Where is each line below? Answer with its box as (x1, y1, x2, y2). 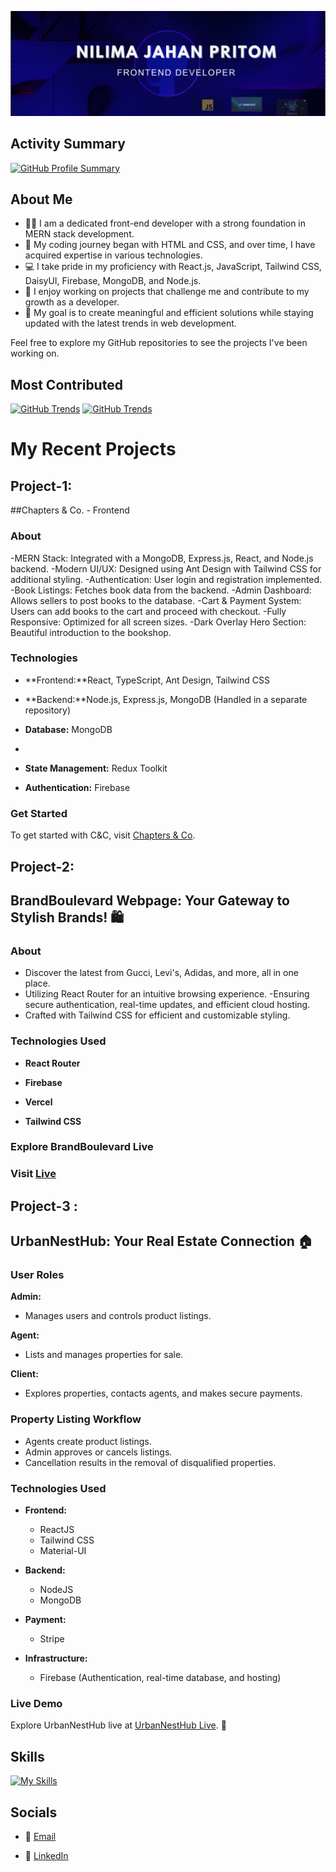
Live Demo (10, 1696, 63, 1710)
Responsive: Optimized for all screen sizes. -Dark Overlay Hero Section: (10, 616, 307, 628)
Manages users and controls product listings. (24, 1310, 212, 1322)
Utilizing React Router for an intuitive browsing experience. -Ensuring (24, 988, 310, 1000)
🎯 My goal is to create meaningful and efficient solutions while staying (24, 307, 314, 319)
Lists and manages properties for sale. (24, 1349, 184, 1361)
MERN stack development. (24, 228, 135, 240)
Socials (10, 1804, 58, 1821)
